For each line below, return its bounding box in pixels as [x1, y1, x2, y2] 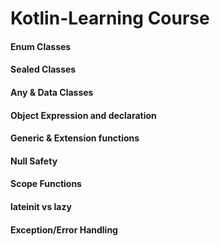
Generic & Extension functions [10, 132, 140, 144]
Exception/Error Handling [10, 223, 118, 236]
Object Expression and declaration [10, 109, 157, 121]
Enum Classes [10, 40, 72, 52]
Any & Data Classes [10, 86, 94, 98]
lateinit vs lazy [10, 200, 72, 212]
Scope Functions [10, 178, 82, 190]
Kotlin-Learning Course [10, 7, 210, 30]
